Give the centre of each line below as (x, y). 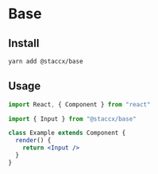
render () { (33, 141)
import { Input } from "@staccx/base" (72, 119)
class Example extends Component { (67, 133)
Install (24, 43)
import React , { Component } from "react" (79, 104)
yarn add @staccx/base (46, 61)
